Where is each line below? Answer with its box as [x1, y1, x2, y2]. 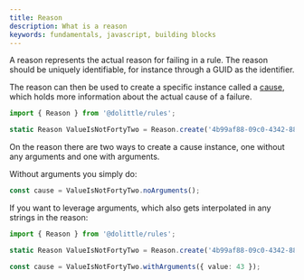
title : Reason [9, 13, 63, 23]
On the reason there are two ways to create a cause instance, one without [9, 142, 285, 153]
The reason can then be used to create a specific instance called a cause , [9, 82, 285, 93]
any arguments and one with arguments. [9, 151, 160, 163]
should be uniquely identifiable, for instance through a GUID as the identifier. [9, 64, 295, 75]
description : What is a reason [9, 22, 128, 31]
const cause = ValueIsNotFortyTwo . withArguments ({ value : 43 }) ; [9, 262, 261, 271]
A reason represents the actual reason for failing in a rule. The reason [9, 55, 269, 66]
